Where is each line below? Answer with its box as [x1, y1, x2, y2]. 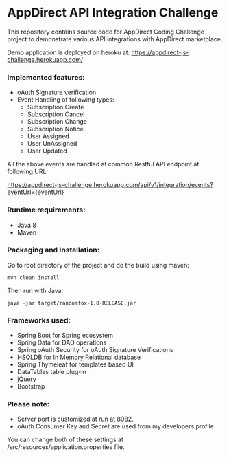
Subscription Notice [27, 125, 84, 133]
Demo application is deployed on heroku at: [7, 48, 130, 56]
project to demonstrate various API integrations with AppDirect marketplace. [7, 34, 223, 43]
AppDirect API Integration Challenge [7, 5, 219, 21]
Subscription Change [27, 118, 88, 126]
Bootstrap [16, 382, 45, 391]
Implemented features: [7, 72, 86, 82]
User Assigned [27, 132, 70, 140]
